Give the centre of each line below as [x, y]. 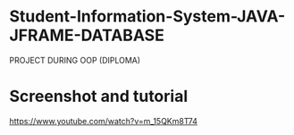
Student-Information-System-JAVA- [147, 17]
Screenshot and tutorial [99, 97]
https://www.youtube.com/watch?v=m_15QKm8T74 [104, 121]
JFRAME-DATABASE [87, 35]
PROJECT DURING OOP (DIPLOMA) [75, 60]
